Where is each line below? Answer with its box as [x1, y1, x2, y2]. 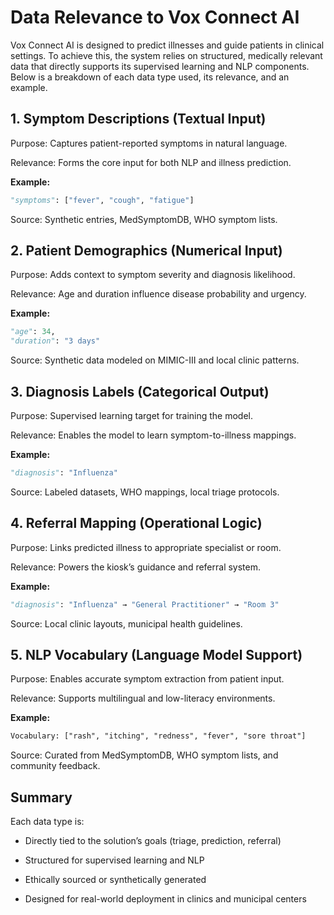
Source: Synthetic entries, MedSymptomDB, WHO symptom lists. [10, 213, 278, 225]
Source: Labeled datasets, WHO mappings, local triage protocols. [10, 486, 280, 498]
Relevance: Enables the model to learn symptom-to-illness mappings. [10, 429, 297, 441]
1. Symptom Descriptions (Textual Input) [10, 111, 267, 128]
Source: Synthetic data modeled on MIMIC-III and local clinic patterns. [10, 354, 300, 366]
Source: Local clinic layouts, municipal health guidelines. [10, 617, 243, 630]
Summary [10, 789, 73, 806]
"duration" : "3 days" [10, 336, 101, 346]
